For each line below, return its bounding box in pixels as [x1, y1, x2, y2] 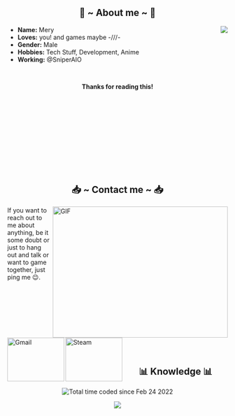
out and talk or [7, 250, 50, 259]
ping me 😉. [7, 273, 41, 281]
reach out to [7, 213, 43, 222]
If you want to [7, 206, 48, 214]
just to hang [7, 243, 42, 252]
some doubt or [7, 236, 50, 244]
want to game [7, 258, 47, 266]
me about [7, 221, 35, 229]
